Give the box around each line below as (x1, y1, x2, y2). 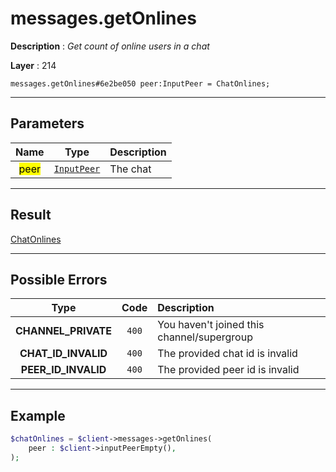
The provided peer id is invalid (157, 363, 300, 377)
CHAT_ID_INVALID (19, 347, 108, 361)
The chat (109, 162, 152, 176)
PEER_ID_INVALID (20, 363, 107, 377)
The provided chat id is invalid (157, 347, 298, 361)
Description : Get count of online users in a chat (10, 40, 210, 52)
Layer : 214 (10, 59, 57, 71)
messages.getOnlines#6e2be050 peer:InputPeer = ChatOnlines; (10, 78, 271, 89)
